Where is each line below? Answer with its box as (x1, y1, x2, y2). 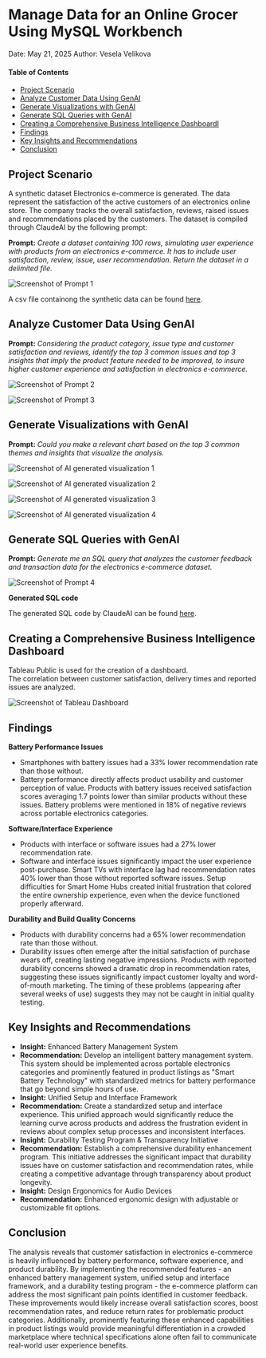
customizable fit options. (19, 1202, 101, 1212)
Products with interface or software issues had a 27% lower (19, 839, 217, 849)
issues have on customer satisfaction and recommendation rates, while (19, 1160, 254, 1170)
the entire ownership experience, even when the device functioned (19, 890, 241, 900)
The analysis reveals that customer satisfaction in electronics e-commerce (8, 1247, 253, 1257)
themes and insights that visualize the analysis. (8, 448, 165, 457)
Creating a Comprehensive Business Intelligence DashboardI (19, 119, 219, 128)
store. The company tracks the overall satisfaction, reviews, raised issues (8, 205, 249, 215)
